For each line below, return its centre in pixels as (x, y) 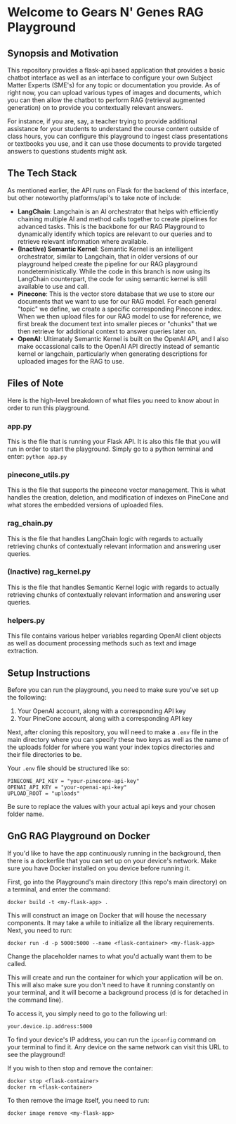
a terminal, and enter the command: (59, 889)
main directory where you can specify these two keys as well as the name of (118, 739)
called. (17, 963)
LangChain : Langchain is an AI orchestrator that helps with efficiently (118, 211)
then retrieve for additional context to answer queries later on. (107, 331)
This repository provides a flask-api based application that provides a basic (116, 70)
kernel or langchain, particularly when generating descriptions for (112, 354)
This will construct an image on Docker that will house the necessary (107, 915)
